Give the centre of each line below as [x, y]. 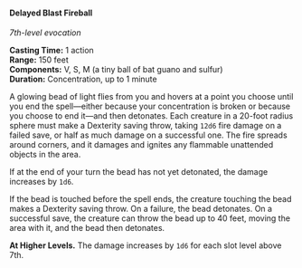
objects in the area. [45, 155]
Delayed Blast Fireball [51, 13]
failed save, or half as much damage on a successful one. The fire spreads [148, 135]
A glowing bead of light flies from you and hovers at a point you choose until [151, 97]
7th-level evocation [45, 33]
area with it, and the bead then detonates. [87, 228]
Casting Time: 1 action [52, 51]
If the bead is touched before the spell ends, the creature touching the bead [151, 199]
